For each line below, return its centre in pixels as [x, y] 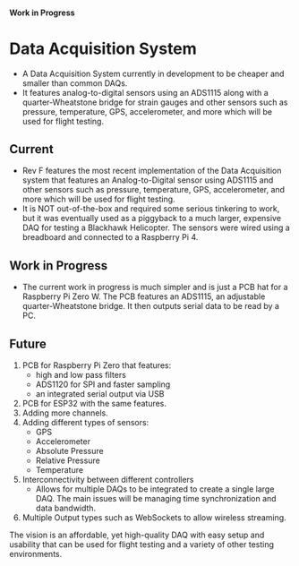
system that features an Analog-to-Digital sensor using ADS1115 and [148, 180]
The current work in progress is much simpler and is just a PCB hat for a [155, 287]
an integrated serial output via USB [100, 393]
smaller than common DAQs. [75, 83]
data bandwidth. [66, 508]
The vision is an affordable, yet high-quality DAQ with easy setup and [137, 535]
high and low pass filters [81, 374]
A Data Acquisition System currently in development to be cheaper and [153, 73]
